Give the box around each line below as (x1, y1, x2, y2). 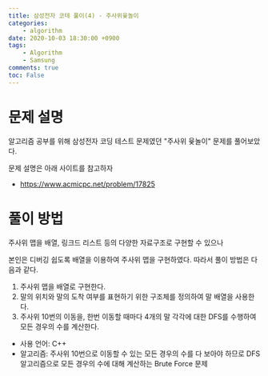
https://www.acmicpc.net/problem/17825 (19, 179, 156, 189)
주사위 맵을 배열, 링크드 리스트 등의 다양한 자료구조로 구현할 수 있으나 (8, 238, 224, 247)
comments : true (8, 64, 59, 72)
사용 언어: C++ (19, 338, 66, 348)
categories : (8, 19, 48, 27)
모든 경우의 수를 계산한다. (19, 322, 100, 331)
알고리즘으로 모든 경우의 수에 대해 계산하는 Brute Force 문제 (19, 358, 208, 368)
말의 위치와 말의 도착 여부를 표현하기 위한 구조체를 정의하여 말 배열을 (19, 291, 234, 301)
